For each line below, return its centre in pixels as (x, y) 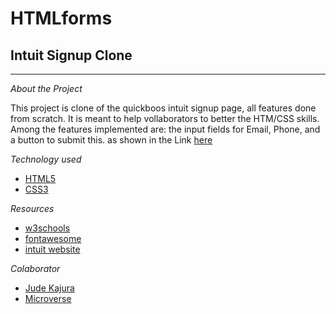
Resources (32, 208)
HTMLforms (61, 18)
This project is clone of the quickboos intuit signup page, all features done (163, 108)
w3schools (47, 228)
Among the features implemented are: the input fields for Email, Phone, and (165, 129)
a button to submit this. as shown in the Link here (111, 140)
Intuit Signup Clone (71, 55)
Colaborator (35, 268)
